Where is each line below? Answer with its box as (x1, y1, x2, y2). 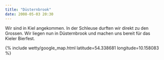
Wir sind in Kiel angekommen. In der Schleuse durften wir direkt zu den (5, 25, 149, 31)
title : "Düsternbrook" (5, 7, 51, 12)
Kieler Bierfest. (5, 35, 35, 41)
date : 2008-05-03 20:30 (5, 12, 54, 17)
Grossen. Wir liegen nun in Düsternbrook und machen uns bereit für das (5, 30, 150, 36)
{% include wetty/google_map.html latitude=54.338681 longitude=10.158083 (5, 45, 159, 51)
